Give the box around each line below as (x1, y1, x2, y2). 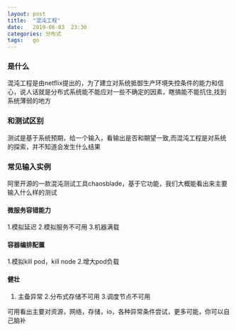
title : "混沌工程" (7, 17, 61, 24)
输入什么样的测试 (7, 189, 57, 197)
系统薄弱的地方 (7, 96, 51, 105)
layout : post (7, 10, 46, 18)
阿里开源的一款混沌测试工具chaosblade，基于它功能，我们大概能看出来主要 (7, 179, 228, 188)
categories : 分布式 (7, 30, 62, 38)
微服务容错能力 (7, 206, 51, 214)
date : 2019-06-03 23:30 (7, 23, 87, 30)
